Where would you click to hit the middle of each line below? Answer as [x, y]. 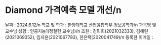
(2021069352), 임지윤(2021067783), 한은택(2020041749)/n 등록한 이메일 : [79, 37]
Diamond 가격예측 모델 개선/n [63, 10]
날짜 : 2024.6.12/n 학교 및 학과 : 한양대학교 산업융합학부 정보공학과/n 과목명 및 [81, 25]
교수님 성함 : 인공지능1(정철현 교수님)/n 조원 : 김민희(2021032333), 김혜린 [77, 31]
